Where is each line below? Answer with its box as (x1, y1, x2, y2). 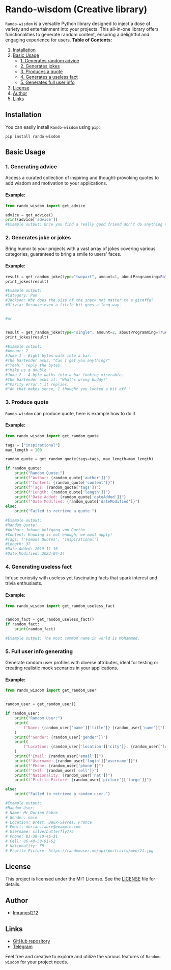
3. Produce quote (5, 399, 49, 406)
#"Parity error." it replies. (5, 382, 70, 387)
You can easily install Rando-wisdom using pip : (5, 124, 100, 130)
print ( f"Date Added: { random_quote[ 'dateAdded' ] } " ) (14, 494, 126, 500)
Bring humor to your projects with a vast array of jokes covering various (5, 245, 156, 252)
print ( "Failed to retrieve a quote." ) (14, 509, 97, 514)
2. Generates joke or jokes (5, 234, 71, 241)
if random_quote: (5, 466, 42, 471)
